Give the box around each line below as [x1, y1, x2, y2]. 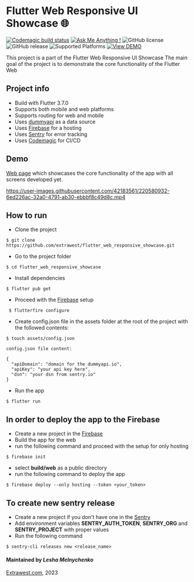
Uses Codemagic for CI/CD [14, 137, 81, 144]
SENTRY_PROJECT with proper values [14, 526, 109, 533]
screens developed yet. [6, 175, 63, 183]
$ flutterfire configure [8, 308, 69, 314]
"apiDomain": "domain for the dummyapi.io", [11, 361, 122, 367]
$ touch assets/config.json [6, 335, 75, 342]
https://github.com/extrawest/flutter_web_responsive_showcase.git [6, 242, 175, 248]
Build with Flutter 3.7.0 [14, 99, 69, 107]
